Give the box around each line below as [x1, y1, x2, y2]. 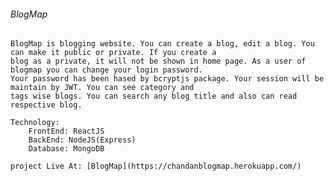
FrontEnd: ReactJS [28, 126, 105, 137]
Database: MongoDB [28, 144, 105, 154]
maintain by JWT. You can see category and [10, 83, 195, 93]
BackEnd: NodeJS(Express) [28, 135, 137, 145]
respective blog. [10, 100, 83, 110]
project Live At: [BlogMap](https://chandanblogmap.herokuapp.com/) [10, 161, 302, 172]
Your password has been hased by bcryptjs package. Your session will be [10, 74, 325, 84]
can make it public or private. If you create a [10, 48, 217, 58]
